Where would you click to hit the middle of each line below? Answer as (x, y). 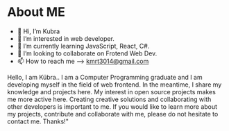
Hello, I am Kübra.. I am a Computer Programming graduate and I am (105, 77)
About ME (36, 12)
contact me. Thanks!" (38, 121)
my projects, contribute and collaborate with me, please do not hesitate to (113, 114)
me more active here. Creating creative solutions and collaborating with (109, 99)
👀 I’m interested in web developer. (66, 38)
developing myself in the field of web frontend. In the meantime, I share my (114, 85)
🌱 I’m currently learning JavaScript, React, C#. (83, 46)
